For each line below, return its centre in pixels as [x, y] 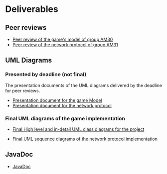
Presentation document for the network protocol [62, 105]
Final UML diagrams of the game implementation [65, 118]
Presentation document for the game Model [57, 100]
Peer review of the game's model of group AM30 [63, 39]
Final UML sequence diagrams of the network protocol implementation [85, 139]
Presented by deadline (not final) [46, 75]
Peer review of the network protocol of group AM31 [65, 45]
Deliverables [32, 9]
